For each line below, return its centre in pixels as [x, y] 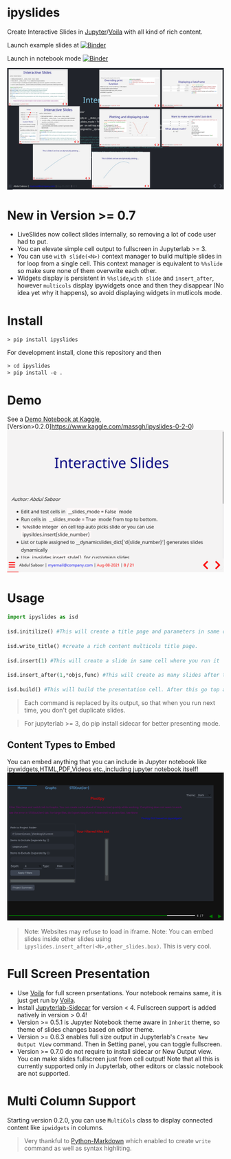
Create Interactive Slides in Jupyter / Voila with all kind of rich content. [105, 32]
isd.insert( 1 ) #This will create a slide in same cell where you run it [113, 661]
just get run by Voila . [46, 1000]
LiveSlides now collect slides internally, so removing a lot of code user [117, 235]
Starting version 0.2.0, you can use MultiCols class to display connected [110, 1120]
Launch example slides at [43, 45]
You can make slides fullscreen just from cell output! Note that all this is [118, 1059]
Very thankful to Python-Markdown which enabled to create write [117, 1140]
